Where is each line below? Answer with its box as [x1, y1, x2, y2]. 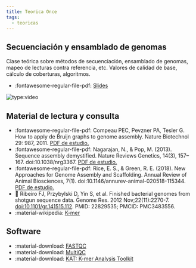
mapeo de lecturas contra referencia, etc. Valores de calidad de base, [6, 64, 178, 72]
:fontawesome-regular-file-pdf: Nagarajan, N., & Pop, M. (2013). [14, 146, 172, 153]
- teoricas [11, 20, 39, 26]
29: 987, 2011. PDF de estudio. [14, 140, 89, 146]
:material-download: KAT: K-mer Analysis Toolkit [14, 255, 134, 262]
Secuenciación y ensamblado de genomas [6, 42, 167, 52]
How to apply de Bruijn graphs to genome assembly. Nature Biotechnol [14, 133, 189, 140]
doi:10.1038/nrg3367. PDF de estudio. [26, 159, 117, 165]
